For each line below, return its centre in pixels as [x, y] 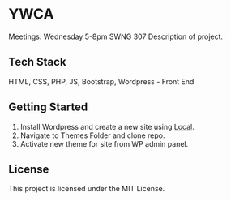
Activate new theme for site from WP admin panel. [104, 143]
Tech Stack [37, 62]
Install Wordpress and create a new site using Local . [107, 126]
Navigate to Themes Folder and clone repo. [92, 135]
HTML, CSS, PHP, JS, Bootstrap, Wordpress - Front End [101, 81]
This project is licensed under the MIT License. [87, 189]
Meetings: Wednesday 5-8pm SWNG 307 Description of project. [116, 36]
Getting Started [48, 107]
